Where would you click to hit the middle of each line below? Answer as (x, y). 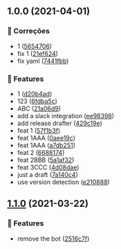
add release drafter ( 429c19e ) (59, 123)
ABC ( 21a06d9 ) (39, 108)
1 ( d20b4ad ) (35, 93)
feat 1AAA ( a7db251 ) (46, 145)
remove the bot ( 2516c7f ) (53, 239)
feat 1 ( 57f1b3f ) (39, 130)
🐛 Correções (29, 31)
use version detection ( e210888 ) (64, 182)
